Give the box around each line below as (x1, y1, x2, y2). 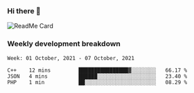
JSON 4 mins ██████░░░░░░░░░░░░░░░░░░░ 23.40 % (7, 72, 188, 80)
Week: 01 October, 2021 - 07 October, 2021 (7, 54, 135, 61)
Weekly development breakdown (7, 39, 121, 49)
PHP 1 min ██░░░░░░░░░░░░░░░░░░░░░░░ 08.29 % (7, 79, 188, 85)
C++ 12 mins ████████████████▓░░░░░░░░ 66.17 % (7, 67, 188, 74)
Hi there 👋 (7, 6, 42, 16)
